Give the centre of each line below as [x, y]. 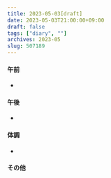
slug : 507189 [26, 46]
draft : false [26, 27]
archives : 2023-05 [34, 40]
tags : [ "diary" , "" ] [37, 33]
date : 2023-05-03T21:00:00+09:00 [56, 20]
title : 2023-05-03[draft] [45, 14]
